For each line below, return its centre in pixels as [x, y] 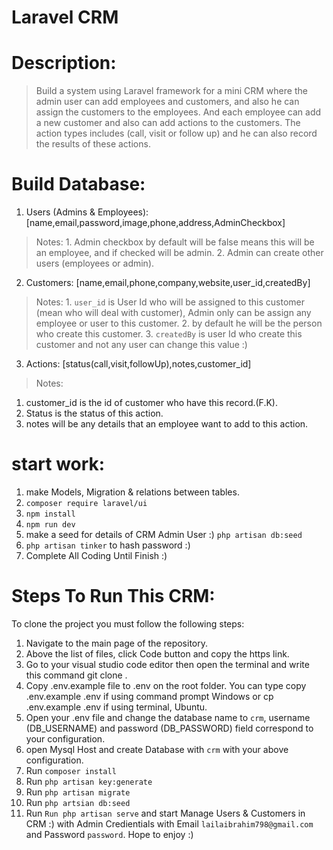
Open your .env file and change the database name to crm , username [168, 717]
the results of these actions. [93, 144]
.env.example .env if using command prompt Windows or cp [149, 696]
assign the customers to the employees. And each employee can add [178, 112]
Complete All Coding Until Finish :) [96, 555]
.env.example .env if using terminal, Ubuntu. [116, 707]
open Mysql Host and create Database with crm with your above [157, 749]
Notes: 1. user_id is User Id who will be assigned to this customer [170, 302]
